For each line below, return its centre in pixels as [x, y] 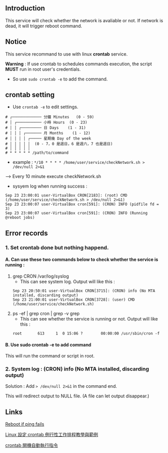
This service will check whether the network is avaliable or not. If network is [84, 20]
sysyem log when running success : [50, 186]
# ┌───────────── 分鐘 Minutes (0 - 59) [50, 117]
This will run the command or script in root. [50, 356]
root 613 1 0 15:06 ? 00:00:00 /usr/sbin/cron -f [86, 333]
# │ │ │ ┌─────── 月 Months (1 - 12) [48, 133]
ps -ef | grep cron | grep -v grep [46, 313]
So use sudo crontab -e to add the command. [60, 79]
